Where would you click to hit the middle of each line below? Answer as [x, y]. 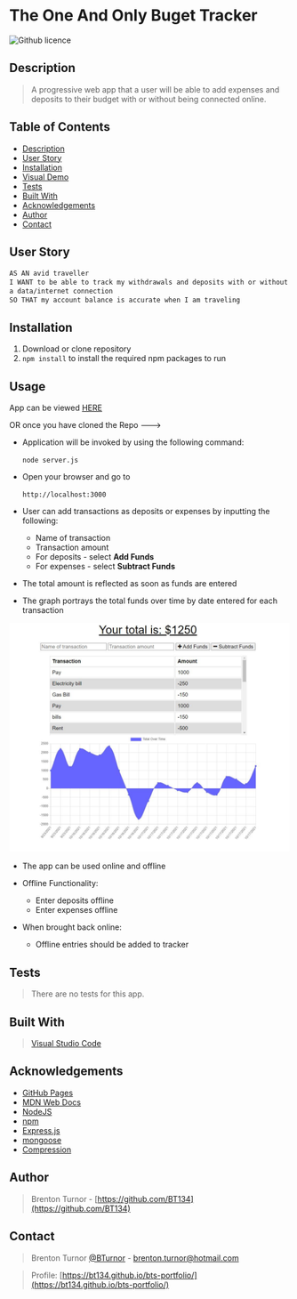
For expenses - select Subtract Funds [105, 566]
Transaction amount [72, 547]
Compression [47, 1150]
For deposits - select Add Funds [95, 557]
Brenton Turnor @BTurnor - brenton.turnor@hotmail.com [135, 1258]
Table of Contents [60, 127]
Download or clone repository [76, 349]
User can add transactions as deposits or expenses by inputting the [146, 511]
